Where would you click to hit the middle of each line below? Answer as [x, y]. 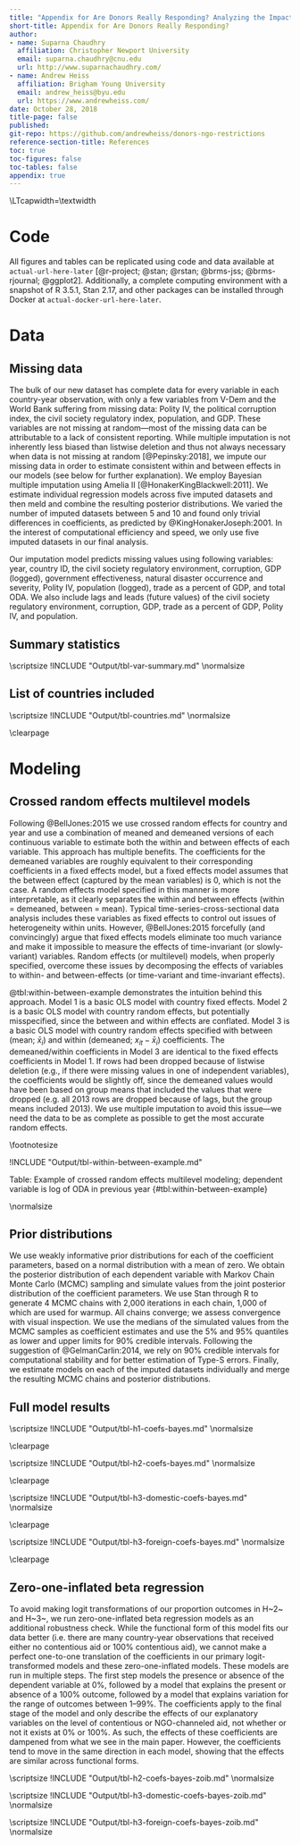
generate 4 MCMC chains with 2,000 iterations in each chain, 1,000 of [138, 1303]
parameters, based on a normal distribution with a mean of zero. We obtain [147, 1265]
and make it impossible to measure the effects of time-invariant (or [132, 946]
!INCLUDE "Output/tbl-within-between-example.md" [106, 1162]
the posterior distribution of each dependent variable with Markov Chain [142, 1275]
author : [24, 34]
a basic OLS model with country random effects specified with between [141, 1030]
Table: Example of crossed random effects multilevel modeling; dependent [146, 1179]
